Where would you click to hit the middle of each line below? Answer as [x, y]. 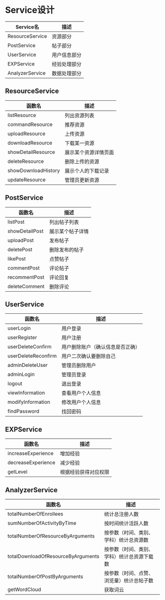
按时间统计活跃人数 [126, 523]
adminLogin [21, 374]
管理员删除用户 [79, 365]
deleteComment [26, 286]
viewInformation [26, 393]
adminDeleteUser [28, 365]
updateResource [27, 180]
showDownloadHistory [34, 170]
